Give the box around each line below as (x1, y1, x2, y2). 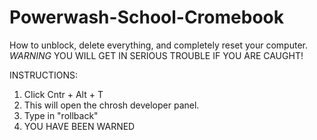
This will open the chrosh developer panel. (23, 99, 200, 111)
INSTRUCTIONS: (9, 69, 78, 81)
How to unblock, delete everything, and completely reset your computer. (9, 39, 308, 51)
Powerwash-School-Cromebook (9, 6, 284, 29)
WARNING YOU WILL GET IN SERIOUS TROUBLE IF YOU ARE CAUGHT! (9, 49, 304, 61)
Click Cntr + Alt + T (23, 88, 104, 100)
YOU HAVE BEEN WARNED (23, 120, 136, 132)
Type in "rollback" (23, 109, 99, 121)
